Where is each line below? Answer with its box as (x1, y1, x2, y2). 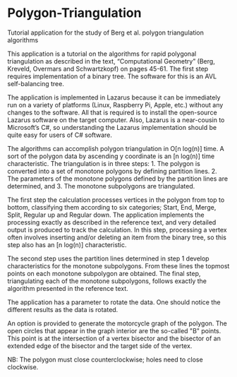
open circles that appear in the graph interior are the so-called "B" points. (7, 326, 221, 335)
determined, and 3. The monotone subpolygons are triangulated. (7, 181, 195, 190)
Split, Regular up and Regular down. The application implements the (7, 210, 205, 219)
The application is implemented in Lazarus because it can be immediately (7, 93, 221, 102)
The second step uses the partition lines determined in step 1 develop (7, 254, 209, 263)
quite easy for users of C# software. (7, 131, 113, 139)
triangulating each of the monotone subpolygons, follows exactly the (7, 277, 207, 285)
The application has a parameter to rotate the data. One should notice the (7, 298, 221, 306)
